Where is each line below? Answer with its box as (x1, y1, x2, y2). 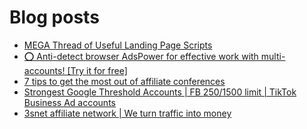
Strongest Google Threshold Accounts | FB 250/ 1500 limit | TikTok (23, 86, 297, 98)
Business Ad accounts (23, 96, 116, 108)
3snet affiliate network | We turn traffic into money (23, 107, 232, 119)
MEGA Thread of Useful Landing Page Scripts (23, 39, 213, 51)
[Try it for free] (67, 64, 128, 76)
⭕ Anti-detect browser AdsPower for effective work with (23, 50, 259, 62)
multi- (260, 50, 286, 62)
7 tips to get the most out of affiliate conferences (23, 75, 226, 87)
